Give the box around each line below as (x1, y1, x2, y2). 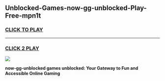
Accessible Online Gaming (5, 70, 60, 76)
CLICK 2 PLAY (5, 45, 39, 52)
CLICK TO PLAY (5, 27, 43, 33)
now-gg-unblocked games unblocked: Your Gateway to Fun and (5, 65, 138, 71)
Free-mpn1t (5, 12, 41, 20)
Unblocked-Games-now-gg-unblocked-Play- (5, 4, 147, 12)
